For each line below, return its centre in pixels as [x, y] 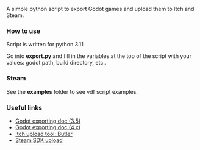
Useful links [24, 107]
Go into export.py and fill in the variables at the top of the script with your [99, 56]
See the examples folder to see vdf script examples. [72, 91]
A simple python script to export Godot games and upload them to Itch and [100, 9]
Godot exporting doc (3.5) [48, 121]
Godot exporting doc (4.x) [48, 127]
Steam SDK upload [39, 140]
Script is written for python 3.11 [45, 45]
